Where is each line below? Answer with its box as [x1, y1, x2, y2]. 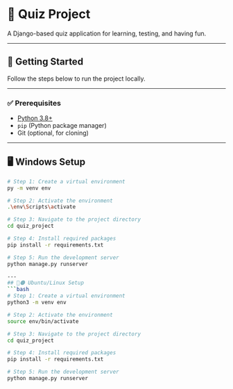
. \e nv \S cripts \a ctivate [7, 204, 76, 210]
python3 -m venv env [7, 299, 67, 306]
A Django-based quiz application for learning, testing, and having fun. [7, 29, 207, 38]
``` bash [7, 286, 30, 293]
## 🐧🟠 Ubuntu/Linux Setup [7, 279, 85, 287]
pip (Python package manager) [17, 122, 107, 130]
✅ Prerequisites [7, 98, 61, 108]
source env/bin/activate [7, 317, 79, 325]
